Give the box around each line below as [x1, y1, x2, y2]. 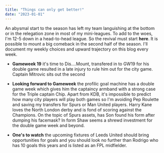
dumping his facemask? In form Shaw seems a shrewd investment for [12, 117, 153, 123]
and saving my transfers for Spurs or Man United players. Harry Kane [12, 102, 152, 107]
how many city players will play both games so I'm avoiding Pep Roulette [12, 96, 159, 102]
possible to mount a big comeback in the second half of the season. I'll [5, 41, 148, 47]
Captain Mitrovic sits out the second [12, 71, 86, 77]
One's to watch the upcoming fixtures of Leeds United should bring [12, 132, 149, 138]
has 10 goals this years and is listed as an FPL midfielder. [12, 142, 127, 148]
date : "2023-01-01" [5, 12, 45, 17]
